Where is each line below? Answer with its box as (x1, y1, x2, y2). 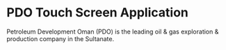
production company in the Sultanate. (6, 34, 115, 42)
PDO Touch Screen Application (6, 5, 188, 21)
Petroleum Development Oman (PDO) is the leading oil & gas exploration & (6, 27, 219, 36)
